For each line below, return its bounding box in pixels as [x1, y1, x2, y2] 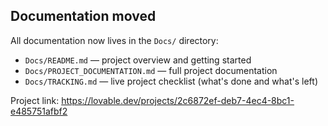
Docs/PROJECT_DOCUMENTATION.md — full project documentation [24, 64, 278, 76]
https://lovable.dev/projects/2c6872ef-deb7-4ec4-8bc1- [61, 94, 295, 106]
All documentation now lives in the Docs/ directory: [10, 34, 219, 46]
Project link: [10, 94, 60, 106]
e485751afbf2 [10, 105, 68, 117]
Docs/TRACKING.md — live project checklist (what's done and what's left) [24, 75, 319, 87]
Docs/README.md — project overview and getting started [24, 54, 252, 66]
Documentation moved [10, 8, 157, 25]
